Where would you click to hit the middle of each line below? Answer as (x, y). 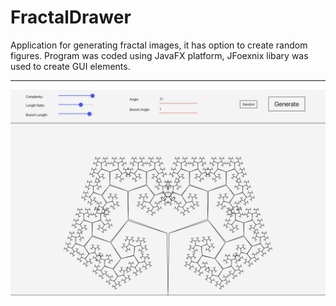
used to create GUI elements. (70, 66)
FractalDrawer (71, 17)
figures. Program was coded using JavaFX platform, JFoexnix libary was (159, 55)
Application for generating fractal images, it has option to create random (159, 45)
